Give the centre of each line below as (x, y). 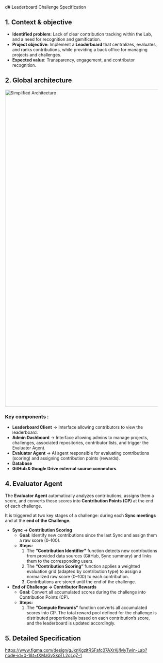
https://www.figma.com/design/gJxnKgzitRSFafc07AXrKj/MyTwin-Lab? (76, 650)
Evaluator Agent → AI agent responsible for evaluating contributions (81, 453)
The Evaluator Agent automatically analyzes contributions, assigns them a (80, 496)
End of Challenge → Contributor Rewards (54, 587)
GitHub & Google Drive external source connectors (64, 468)
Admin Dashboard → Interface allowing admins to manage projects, (80, 437)
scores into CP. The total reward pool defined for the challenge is (91, 612)
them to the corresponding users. (60, 561)
